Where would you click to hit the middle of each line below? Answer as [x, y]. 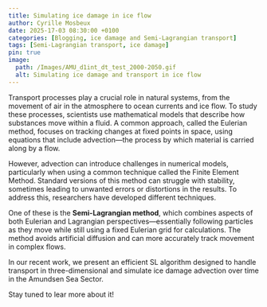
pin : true [25, 52]
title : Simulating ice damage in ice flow [80, 16]
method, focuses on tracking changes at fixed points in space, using [121, 131]
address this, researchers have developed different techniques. [112, 197]
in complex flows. [37, 247]
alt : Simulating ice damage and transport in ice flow [108, 75]
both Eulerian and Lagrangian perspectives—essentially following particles [131, 221]
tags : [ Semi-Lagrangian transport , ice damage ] [89, 45]
